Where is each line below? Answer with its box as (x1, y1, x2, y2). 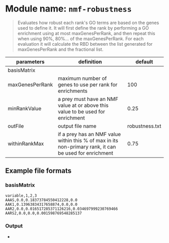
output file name (57, 123, 97, 130)
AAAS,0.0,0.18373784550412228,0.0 (5, 197, 78, 202)
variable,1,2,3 (5, 193, 37, 198)
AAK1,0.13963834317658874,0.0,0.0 (5, 202, 78, 207)
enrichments (57, 87, 88, 94)
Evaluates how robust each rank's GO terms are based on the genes (17, 20, 159, 26)
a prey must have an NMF (57, 95, 119, 102)
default (135, 58, 153, 65)
